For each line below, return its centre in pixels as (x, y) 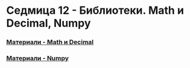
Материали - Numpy (38, 58)
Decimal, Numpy (49, 23)
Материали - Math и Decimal (50, 42)
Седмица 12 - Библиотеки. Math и (95, 11)
